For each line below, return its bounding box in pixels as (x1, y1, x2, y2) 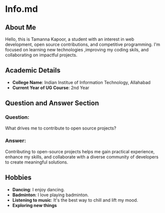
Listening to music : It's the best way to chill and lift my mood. (12, 197, 138, 203)
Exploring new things (12, 202, 57, 208)
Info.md (5, 3, 38, 15)
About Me (5, 23, 36, 32)
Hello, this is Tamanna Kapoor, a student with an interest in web (5, 36, 134, 42)
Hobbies (5, 173, 32, 182)
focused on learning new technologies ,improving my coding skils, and (5, 47, 149, 52)
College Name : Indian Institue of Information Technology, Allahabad (12, 79, 151, 85)
